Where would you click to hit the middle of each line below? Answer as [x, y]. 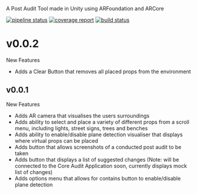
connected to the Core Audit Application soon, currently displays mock [101, 166]
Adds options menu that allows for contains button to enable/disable [98, 178]
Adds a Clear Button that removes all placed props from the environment [103, 71]
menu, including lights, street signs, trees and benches [81, 128]
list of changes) [34, 172]
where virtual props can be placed [56, 140]
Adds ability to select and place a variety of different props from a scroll [102, 122]
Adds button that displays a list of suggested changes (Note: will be [97, 159]
